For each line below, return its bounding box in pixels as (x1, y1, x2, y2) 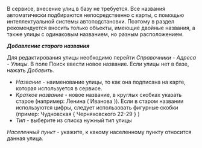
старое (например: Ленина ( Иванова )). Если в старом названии (15, 97, 184, 105)
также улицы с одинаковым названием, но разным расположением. (7, 31, 184, 38)
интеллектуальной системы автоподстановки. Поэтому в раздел (7, 18, 174, 25)
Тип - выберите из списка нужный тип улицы (15, 117, 132, 124)
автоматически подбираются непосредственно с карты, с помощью (7, 11, 185, 19)
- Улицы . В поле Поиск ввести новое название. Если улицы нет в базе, (7, 60, 189, 67)
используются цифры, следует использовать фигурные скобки (15, 104, 178, 111)
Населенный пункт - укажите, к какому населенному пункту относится (7, 129, 192, 135)
